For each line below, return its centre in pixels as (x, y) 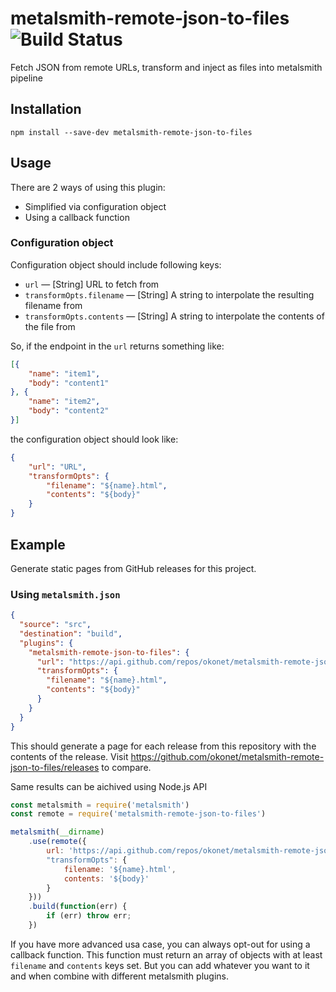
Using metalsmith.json (65, 594)
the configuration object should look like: (94, 439)
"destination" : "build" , (71, 633)
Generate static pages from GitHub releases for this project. (133, 568)
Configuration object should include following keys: (116, 264)
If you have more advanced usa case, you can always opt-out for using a (160, 944)
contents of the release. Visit (69, 756)
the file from (50, 326)
